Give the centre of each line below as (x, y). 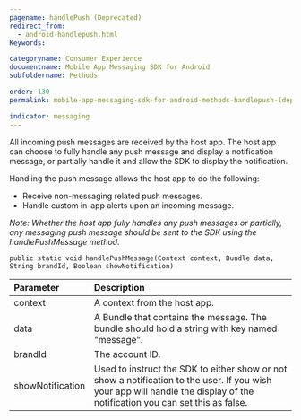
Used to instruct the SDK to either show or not (190, 369)
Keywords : (28, 43)
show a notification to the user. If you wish (183, 380)
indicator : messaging (50, 116)
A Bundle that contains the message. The (180, 317)
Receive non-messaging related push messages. (112, 196)
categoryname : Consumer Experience (76, 59)
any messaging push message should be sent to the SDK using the (133, 232)
